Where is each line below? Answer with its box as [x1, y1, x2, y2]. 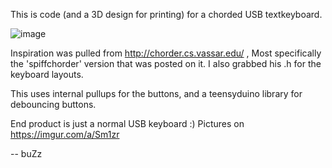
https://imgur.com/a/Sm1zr [10, 129, 120, 140]
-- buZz [10, 148, 43, 159]
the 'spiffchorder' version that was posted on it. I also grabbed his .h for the [10, 58, 322, 69]
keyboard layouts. [10, 69, 84, 80]
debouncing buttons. [10, 99, 97, 110]
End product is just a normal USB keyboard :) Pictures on [10, 118, 245, 129]
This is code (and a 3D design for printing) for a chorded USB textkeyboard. [10, 9, 323, 20]
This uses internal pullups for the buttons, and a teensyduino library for [10, 88, 303, 99]
